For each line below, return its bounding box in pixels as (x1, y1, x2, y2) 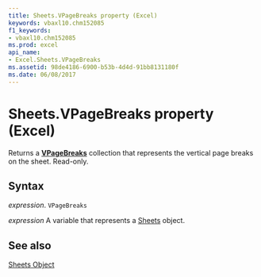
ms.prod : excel (8, 41, 59, 49)
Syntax (8, 179, 44, 193)
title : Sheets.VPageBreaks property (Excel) (8, 11, 158, 20)
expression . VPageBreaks (8, 200, 87, 210)
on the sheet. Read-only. (8, 156, 89, 166)
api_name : (8, 48, 41, 56)
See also (8, 239, 52, 252)
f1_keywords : (8, 26, 52, 34)
